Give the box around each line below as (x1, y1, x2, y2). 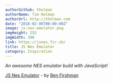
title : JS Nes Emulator (5, 44, 55, 49)
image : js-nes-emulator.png (5, 26, 64, 31)
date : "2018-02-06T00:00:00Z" (5, 21, 68, 26)
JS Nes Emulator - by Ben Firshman (5, 72, 79, 78)
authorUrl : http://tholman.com (5, 16, 70, 21)
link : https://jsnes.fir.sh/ (5, 40, 66, 45)
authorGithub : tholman (5, 7, 52, 12)
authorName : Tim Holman (5, 12, 55, 17)
